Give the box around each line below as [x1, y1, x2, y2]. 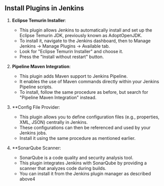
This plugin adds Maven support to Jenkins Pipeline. [19, 73, 128, 79]
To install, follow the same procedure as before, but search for [19, 89, 148, 95]
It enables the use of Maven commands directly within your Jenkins [19, 78, 159, 84]
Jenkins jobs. [19, 130, 47, 136]
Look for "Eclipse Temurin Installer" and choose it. [19, 48, 123, 54]
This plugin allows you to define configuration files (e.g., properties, [19, 114, 160, 120]
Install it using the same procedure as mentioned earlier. [19, 135, 136, 141]
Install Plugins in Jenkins [5, 4, 84, 13]
